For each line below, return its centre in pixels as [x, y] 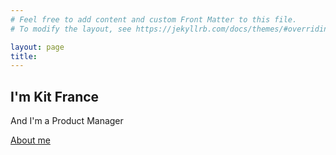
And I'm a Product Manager [67, 121]
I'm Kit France [55, 96]
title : [24, 56]
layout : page [37, 47]
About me [30, 140]
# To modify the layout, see [71, 29]
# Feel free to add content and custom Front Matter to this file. [154, 19]
